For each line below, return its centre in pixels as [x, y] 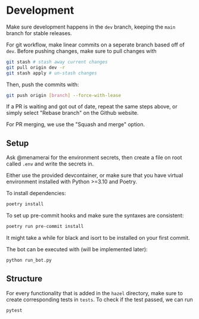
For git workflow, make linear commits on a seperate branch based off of [95, 45]
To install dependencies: [36, 193]
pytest [14, 310]
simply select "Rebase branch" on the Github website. [72, 113]
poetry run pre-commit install [45, 227]
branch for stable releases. [39, 33]
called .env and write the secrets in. [50, 164]
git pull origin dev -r [36, 67]
